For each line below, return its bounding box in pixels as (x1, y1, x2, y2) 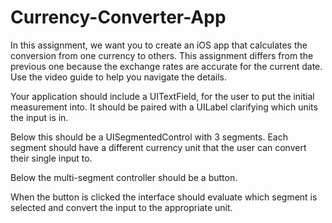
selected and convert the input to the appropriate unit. (10, 201, 233, 213)
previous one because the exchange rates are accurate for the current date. (10, 60, 323, 72)
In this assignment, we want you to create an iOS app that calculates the (10, 39, 308, 51)
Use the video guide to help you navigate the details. (10, 71, 228, 83)
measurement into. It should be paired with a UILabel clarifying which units (10, 101, 318, 113)
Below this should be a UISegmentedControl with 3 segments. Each (10, 131, 288, 143)
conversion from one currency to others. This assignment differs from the (10, 49, 314, 61)
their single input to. (10, 152, 93, 164)
